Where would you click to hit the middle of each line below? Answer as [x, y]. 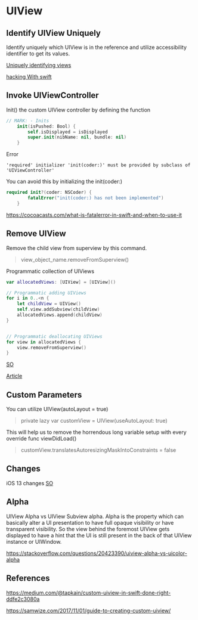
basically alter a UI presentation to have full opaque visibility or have [90, 522]
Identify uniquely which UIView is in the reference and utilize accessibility [96, 47]
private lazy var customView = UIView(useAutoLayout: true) [94, 421]
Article [14, 376]
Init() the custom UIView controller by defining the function [78, 110]
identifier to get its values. [38, 54]
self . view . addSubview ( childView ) [58, 309]
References [28, 579]
